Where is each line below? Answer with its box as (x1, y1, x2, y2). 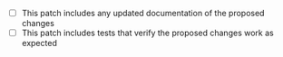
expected (21, 38, 58, 49)
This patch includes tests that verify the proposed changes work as (21, 27, 274, 39)
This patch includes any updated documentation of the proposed (21, 8, 265, 18)
